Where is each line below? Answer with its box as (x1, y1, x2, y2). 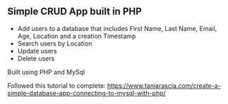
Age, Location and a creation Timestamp (17, 32, 136, 40)
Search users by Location (17, 39, 92, 48)
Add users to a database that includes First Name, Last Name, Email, (17, 24, 217, 32)
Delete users (17, 54, 55, 63)
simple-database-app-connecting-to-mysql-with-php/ (7, 89, 166, 97)
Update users (17, 46, 58, 55)
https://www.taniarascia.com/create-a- (107, 81, 221, 90)
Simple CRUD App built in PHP (7, 6, 143, 18)
